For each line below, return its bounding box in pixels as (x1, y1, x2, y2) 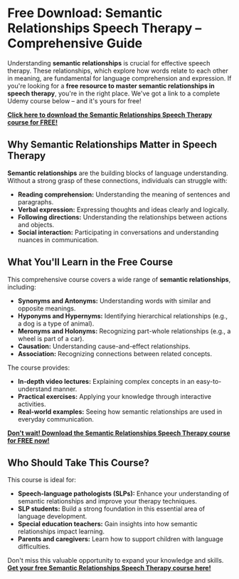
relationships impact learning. (17, 527, 105, 536)
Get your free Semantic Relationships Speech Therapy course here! (7, 564, 211, 573)
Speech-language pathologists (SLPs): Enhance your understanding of (17, 489, 230, 498)
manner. (53, 385, 78, 393)
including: (7, 283, 37, 291)
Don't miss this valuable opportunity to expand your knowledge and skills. (7, 556, 224, 565)
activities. (17, 400, 46, 408)
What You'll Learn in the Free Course (7, 256, 174, 268)
